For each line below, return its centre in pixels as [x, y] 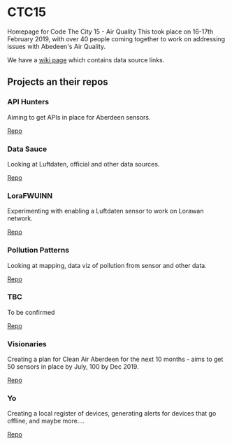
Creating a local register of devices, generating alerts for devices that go [112, 414]
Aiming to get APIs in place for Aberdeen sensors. [79, 117]
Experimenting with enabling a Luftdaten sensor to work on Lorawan [106, 211]
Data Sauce [27, 149]
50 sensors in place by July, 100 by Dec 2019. [73, 367]
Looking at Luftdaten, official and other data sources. [84, 164]
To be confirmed [31, 312]
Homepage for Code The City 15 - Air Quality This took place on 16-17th [110, 31]
